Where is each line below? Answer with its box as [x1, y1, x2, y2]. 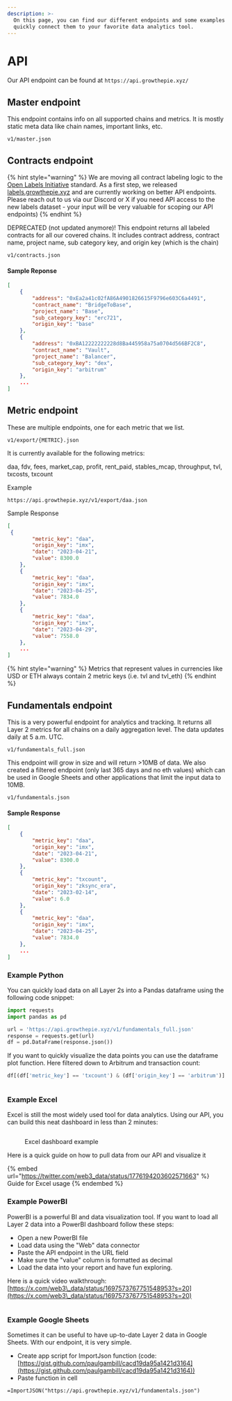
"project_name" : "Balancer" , [32, 353, 117, 360]
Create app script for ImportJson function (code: [17, 1352, 157, 1360]
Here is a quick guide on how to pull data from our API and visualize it [7, 1151, 206, 1159]
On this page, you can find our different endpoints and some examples [13, 17, 226, 24]
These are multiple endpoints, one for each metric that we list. [7, 423, 185, 432]
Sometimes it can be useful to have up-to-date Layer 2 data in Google [7, 1331, 207, 1339]
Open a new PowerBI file [17, 1233, 88, 1242]
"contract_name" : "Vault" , [32, 346, 110, 354]
